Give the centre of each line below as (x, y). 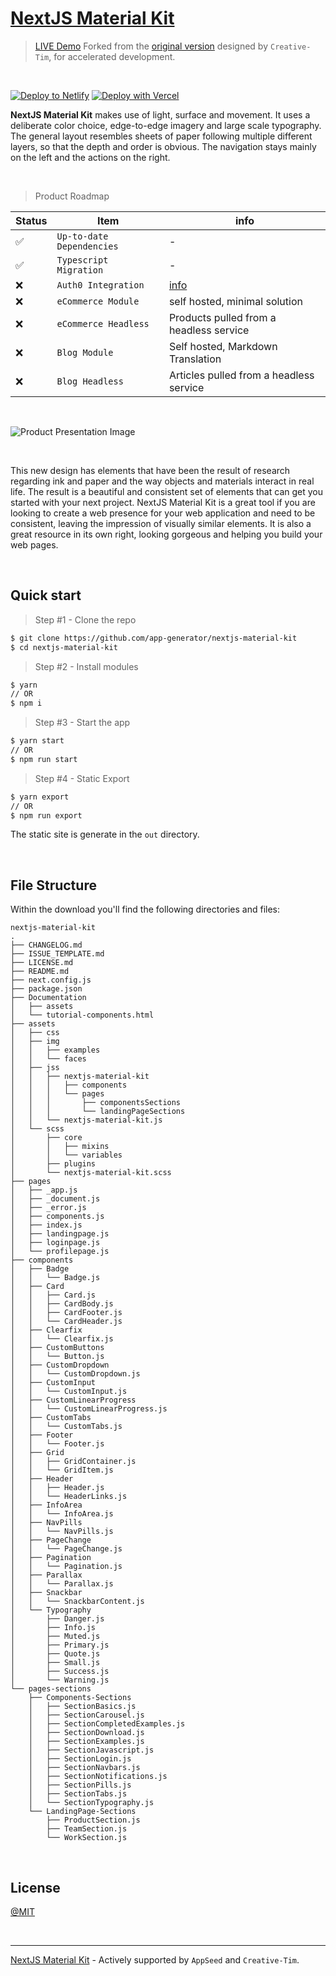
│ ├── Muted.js (55, 1637)
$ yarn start (37, 741)
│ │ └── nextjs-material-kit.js (86, 1120)
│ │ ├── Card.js (53, 1295)
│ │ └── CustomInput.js (69, 1392)
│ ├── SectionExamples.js (86, 1742)
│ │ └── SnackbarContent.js (77, 1602)
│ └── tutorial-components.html (82, 1015)
